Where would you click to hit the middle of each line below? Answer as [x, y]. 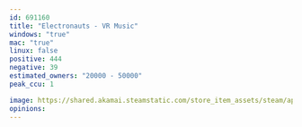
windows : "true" [40, 34]
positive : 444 [36, 59]
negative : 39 [34, 68]
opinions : [28, 108]
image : [22, 100]
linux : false [34, 51]
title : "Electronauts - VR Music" [74, 26]
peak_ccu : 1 [31, 84]
